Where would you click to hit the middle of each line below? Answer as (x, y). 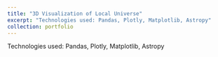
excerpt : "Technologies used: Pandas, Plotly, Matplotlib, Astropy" (109, 20)
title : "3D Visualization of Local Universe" (75, 14)
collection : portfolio (40, 26)
